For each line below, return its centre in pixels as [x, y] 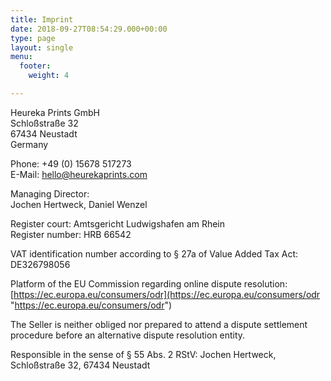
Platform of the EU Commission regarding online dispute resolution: [149, 283]
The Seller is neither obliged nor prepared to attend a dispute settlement [159, 324]
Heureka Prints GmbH [55, 112]
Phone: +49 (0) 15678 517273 [71, 163]
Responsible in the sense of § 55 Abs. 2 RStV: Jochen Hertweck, [143, 354]
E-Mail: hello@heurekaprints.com [79, 174]
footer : [35, 66]
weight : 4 [49, 76]
